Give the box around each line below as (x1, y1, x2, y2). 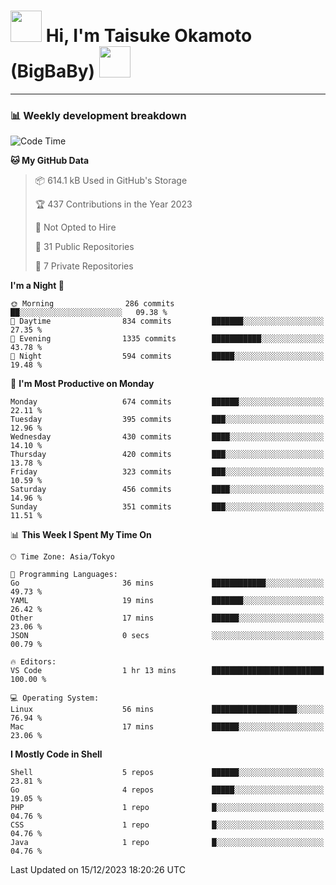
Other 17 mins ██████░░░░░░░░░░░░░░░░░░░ (10, 613, 325, 624)
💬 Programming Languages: (10, 570, 118, 580)
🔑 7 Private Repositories (34, 260, 134, 272)
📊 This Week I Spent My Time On (10, 529, 152, 541)
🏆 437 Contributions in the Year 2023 (34, 198, 193, 210)
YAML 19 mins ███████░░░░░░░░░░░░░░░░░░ (10, 596, 325, 606)
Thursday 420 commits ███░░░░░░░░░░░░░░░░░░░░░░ (10, 450, 325, 460)
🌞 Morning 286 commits (10, 299, 175, 309)
